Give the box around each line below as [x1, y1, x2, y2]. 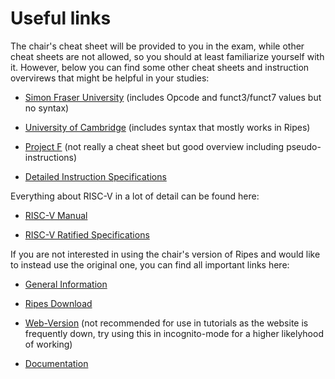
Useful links [10, 7, 112, 30]
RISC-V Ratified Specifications [24, 228, 150, 241]
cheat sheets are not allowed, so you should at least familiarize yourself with [10, 50, 325, 62]
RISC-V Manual [24, 209, 88, 221]
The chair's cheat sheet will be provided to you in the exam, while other [10, 40, 305, 52]
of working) [24, 338, 73, 350]
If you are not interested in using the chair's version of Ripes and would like [10, 248, 321, 260]
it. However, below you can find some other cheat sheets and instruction [10, 61, 310, 73]
